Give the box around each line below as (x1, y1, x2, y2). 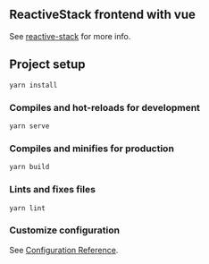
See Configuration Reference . (9, 244, 119, 255)
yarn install (9, 81, 58, 89)
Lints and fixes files (9, 183, 96, 196)
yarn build (9, 163, 50, 172)
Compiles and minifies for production (9, 142, 174, 155)
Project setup (9, 57, 87, 72)
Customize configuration (9, 224, 121, 236)
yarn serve (9, 121, 50, 131)
